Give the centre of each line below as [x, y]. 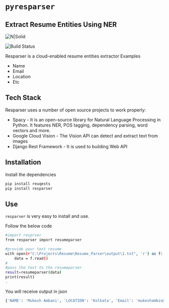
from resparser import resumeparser [44, 240]
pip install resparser [29, 189]
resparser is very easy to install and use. [47, 216]
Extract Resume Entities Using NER [61, 24]
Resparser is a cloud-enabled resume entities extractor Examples [73, 56]
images [20, 141]
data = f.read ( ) [31, 258]
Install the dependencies [31, 174]
